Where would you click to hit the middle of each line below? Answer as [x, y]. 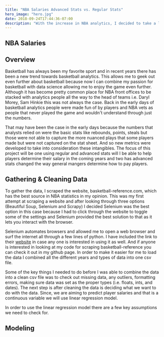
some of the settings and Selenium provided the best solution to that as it [79, 217]
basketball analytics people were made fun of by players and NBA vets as [79, 107]
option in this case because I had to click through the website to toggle [76, 212]
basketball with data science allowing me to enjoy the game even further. [79, 87]
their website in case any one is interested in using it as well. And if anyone [81, 242]
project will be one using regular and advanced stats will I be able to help [78, 153]
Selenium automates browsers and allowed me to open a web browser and [80, 232]
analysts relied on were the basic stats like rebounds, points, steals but [76, 133]
